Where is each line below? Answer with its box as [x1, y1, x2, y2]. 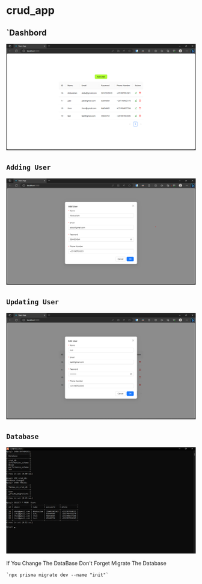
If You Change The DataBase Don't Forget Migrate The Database [6, 560, 167, 567]
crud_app [6, 4, 55, 17]
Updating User [6, 298, 59, 307]
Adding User [6, 163, 51, 172]
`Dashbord [6, 28, 47, 38]
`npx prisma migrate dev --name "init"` [6, 572, 109, 578]
